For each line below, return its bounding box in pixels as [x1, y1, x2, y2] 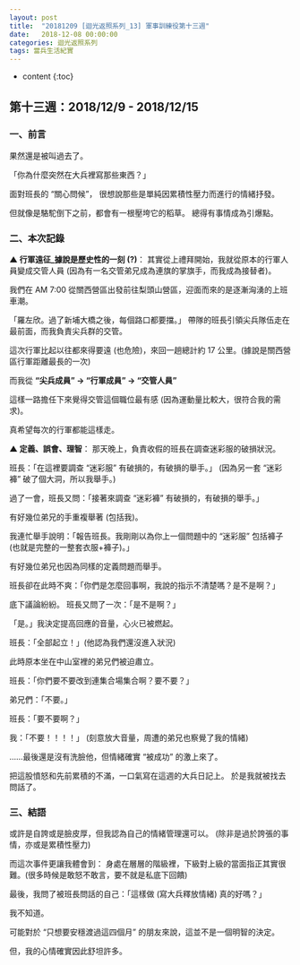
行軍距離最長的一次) [16, 356, 91, 367]
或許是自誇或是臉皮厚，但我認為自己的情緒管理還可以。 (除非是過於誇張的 [9, 828, 282, 839]
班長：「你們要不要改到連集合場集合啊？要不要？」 [9, 676, 194, 686]
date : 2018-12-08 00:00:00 [9, 30, 118, 39]
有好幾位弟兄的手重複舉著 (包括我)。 [9, 512, 143, 522]
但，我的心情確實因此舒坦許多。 [9, 946, 127, 957]
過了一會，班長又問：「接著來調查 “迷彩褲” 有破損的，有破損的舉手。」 [9, 493, 264, 504]
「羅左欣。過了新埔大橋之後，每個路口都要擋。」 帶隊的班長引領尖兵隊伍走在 [9, 314, 290, 325]
